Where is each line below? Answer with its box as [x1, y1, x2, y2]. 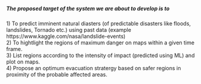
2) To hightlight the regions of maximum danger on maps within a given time [6, 39, 195, 46]
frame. [6, 45, 23, 52]
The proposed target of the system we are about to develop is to [6, 5, 170, 12]
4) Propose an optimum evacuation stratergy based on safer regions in [6, 64, 181, 71]
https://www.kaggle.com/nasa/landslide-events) [6, 32, 126, 40]
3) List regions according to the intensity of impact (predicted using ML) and [6, 52, 195, 59]
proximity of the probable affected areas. [6, 71, 108, 78]
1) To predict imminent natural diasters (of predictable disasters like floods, [6, 20, 191, 27]
